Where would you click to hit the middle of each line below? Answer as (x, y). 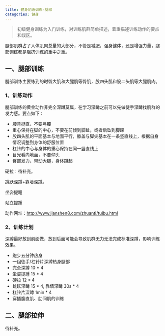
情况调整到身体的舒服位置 (38, 142)
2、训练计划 (19, 227)
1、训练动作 (19, 96)
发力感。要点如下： (25, 113)
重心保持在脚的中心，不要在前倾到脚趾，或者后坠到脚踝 (68, 130)
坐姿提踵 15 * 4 (27, 273)
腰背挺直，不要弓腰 (32, 124)
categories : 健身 (22, 14)
